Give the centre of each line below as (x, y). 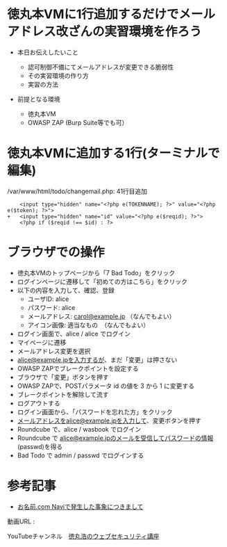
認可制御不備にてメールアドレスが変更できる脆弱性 (101, 67)
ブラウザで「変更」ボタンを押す (63, 377)
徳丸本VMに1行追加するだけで (93, 14)
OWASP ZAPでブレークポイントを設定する (78, 368)
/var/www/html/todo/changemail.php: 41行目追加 (77, 191)
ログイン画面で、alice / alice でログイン (74, 334)
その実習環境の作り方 (58, 75)
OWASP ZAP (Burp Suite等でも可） (78, 122)
